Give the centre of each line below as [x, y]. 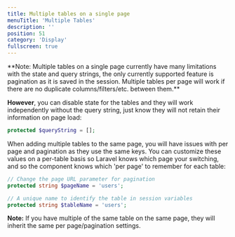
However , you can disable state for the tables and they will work [100, 102]
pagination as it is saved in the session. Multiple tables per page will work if [116, 81]
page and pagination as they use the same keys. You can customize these [114, 151]
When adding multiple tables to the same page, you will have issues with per [118, 143]
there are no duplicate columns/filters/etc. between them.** [94, 89]
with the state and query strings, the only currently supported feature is [110, 74]
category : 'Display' [38, 40]
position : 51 [26, 33]
